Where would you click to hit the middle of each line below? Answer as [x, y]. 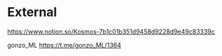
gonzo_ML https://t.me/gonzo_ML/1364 [64, 45]
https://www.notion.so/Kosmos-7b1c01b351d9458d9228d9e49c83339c [111, 31]
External [32, 12]
